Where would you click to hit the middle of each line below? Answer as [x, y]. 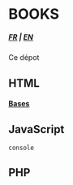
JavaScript [36, 129]
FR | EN [21, 37]
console [21, 148]
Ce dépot [24, 58]
